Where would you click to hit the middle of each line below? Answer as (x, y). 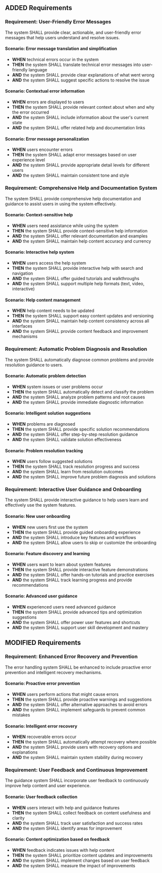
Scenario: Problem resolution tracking (44, 450)
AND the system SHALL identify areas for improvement (67, 828)
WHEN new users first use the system (50, 527)
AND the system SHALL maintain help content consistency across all (81, 321)
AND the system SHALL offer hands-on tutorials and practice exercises (83, 575)
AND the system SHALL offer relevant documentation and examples (80, 236)
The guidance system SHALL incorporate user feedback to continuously (77, 780)
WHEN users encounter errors (42, 149)
